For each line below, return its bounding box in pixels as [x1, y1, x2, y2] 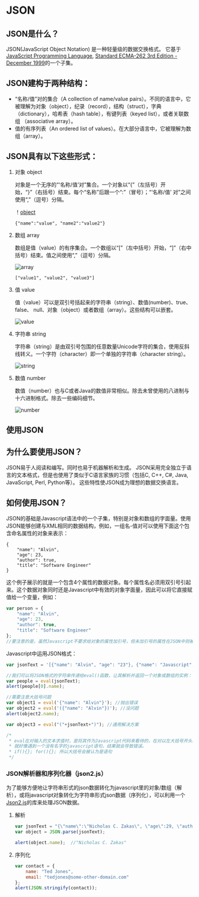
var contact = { [14, 863, 55, 869]
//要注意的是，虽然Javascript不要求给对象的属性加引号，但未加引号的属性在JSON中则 [6, 638, 190, 645]
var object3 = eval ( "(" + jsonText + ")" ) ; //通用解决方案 [6, 721, 139, 728]
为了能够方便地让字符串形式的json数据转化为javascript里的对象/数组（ [6, 784, 177, 791]
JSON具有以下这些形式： [6, 151, 98, 162]
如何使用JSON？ [6, 498, 67, 508]
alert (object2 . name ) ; [6, 710, 60, 716]
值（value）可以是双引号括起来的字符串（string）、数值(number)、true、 [14, 298, 191, 306]
